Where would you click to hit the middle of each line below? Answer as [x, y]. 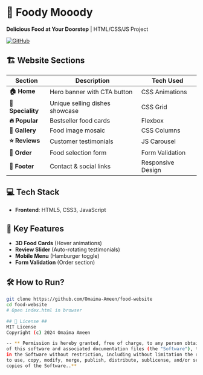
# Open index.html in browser [44, 310]
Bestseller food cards [80, 120]
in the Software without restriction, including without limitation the [100, 355]
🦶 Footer [22, 166]
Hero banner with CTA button [91, 92]
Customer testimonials [82, 141]
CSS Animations [164, 92]
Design [151, 170]
